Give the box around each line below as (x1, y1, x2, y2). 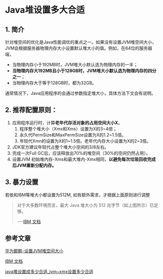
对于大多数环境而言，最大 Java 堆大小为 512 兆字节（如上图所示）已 (17, 202, 154, 208)
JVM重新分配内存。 (16, 162, 57, 168)
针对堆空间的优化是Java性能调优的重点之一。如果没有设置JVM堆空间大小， (5, 39, 157, 45)
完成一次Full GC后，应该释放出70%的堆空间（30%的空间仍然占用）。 (12, 150, 150, 156)
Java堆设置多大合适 (5, 4, 85, 16)
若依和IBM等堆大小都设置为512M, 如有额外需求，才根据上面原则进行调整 (5, 192, 150, 198)
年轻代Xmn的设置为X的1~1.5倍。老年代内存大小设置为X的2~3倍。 (19, 138, 151, 144)
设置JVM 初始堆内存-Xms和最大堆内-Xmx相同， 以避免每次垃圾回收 (12, 156, 147, 162)
